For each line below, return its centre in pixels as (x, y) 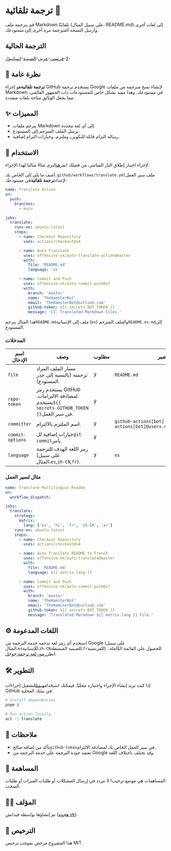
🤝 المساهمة (22, 768)
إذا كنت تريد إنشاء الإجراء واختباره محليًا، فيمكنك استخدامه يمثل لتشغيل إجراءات (78, 685)
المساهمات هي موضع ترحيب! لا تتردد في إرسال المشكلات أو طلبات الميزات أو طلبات (85, 781)
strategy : (25, 516)
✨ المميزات (22, 114)
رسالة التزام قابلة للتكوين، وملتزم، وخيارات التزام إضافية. (66, 137)
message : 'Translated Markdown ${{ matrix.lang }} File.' (91, 615)
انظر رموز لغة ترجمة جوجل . (31, 654)
